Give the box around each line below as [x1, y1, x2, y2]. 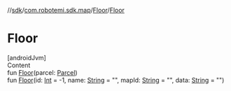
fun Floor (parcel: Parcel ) [7, 68, 78, 76]
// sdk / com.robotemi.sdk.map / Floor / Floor [7, 6, 125, 14]
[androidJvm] [7, 53, 47, 62]
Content [7, 61, 31, 69]
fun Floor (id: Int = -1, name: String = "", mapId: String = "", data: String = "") [7, 76, 225, 84]
